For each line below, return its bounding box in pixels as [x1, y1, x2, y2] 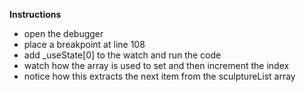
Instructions [9, 9, 62, 20]
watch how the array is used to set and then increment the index [23, 60, 290, 71]
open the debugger [23, 28, 104, 39]
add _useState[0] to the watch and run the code [23, 49, 222, 61]
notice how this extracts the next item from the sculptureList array [23, 70, 296, 82]
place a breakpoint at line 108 [23, 39, 146, 50]
